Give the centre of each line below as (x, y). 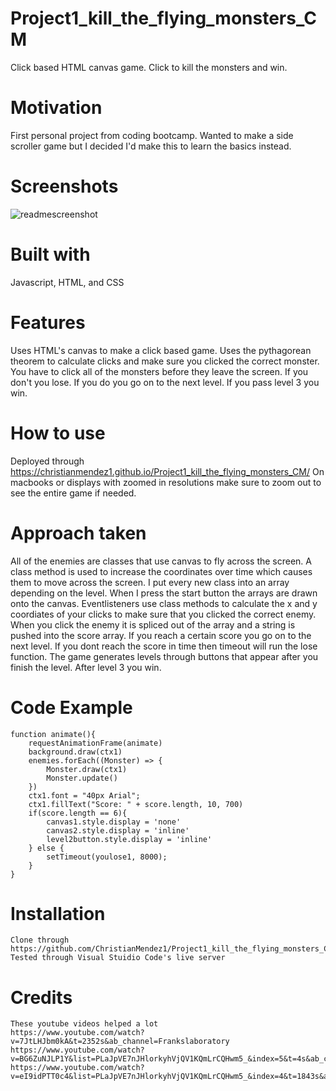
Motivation (56, 108)
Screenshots (64, 186)
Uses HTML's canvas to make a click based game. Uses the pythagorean (161, 350)
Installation (58, 913)
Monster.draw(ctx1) (87, 769)
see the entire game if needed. (73, 493)
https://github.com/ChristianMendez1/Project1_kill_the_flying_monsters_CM (171, 949)
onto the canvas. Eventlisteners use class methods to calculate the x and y (164, 603)
